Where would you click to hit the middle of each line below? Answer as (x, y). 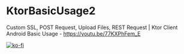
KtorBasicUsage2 (51, 11)
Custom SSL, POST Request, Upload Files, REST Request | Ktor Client (92, 27)
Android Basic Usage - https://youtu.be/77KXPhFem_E (73, 33)
